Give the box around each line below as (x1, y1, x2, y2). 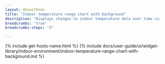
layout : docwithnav (5, 7, 45, 12)
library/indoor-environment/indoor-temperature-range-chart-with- (5, 48, 139, 54)
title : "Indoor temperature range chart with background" (5, 12, 126, 17)
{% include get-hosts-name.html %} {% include (5, 43, 102, 49)
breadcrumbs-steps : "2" (5, 25, 54, 30)
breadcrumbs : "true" (5, 21, 48, 26)
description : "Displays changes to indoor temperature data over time (5, 16, 153, 21)
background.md (5, 53, 37, 59)
